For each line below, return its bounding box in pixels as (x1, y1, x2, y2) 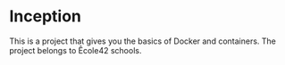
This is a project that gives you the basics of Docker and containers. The (9, 36, 277, 46)
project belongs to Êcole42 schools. (9, 45, 142, 55)
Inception (9, 6, 82, 27)
